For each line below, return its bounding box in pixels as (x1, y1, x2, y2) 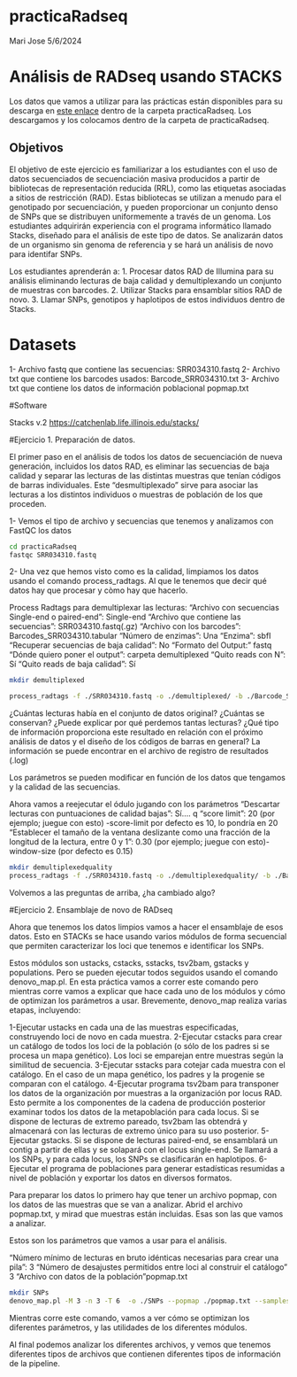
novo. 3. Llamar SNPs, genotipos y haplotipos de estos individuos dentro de (9, 294, 286, 305)
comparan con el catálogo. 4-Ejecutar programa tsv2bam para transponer (9, 1078, 279, 1089)
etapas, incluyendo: (9, 1004, 81, 1015)
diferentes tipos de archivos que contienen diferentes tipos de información (9, 1349, 281, 1359)
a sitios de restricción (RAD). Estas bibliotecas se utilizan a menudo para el (9, 192, 282, 203)
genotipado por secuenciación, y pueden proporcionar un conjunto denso (9, 201, 278, 212)
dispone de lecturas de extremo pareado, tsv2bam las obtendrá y (9, 1116, 247, 1126)
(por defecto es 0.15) (57, 846, 133, 857)
